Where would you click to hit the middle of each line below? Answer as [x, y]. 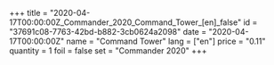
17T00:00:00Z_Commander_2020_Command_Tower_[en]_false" [125, 22]
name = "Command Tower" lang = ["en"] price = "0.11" [166, 41]
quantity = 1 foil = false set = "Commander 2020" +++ [108, 51]
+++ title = [29, 13]
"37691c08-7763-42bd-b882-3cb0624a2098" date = [108, 32]
